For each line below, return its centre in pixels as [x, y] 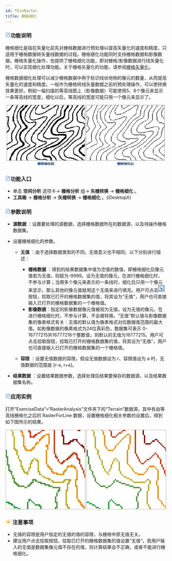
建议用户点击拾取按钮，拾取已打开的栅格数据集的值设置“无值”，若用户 [87, 541]
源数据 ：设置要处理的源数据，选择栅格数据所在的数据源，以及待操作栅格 [90, 224]
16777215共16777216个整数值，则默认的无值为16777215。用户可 [96, 335]
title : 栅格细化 [21, 16]
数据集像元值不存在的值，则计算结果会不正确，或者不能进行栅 [100, 547]
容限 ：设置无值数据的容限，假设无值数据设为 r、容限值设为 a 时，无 [92, 358]
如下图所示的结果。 [26, 421]
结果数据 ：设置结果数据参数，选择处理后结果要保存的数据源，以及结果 [87, 376]
